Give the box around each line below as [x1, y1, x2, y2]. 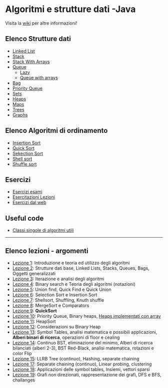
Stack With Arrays [12, 59, 50, 65]
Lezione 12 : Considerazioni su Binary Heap [12, 324, 101, 329]
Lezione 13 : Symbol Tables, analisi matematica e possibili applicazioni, [12, 329, 157, 335]
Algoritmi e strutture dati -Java [5, 4, 136, 15]
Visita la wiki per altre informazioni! [5, 20, 77, 26]
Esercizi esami [12, 189, 42, 195]
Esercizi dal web [12, 200, 46, 206]
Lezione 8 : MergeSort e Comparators [12, 302, 89, 308]
